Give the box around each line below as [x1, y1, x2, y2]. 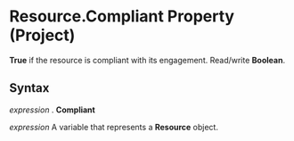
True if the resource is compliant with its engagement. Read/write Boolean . [9, 54, 286, 65]
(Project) [9, 25, 76, 46]
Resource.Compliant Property [9, 6, 234, 27]
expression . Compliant [9, 104, 95, 115]
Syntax [9, 80, 50, 95]
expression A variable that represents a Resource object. [9, 121, 218, 132]
